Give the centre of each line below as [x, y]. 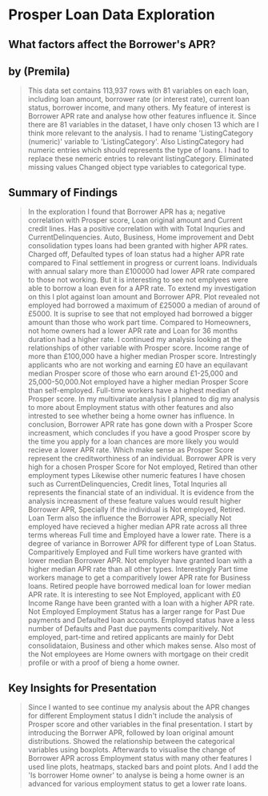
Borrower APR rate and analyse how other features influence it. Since [142, 116]
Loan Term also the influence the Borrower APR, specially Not [130, 518]
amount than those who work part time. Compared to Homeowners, [139, 323]
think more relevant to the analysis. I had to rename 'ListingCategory [140, 133]
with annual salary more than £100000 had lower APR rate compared [142, 271]
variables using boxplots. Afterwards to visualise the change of [132, 750]
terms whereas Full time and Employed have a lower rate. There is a [140, 535]
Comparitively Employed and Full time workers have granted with [135, 552]
